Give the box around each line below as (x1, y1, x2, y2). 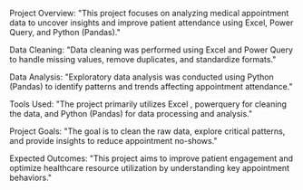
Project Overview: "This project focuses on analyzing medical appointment (9, 8, 289, 18)
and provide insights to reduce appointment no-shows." (9, 136, 218, 146)
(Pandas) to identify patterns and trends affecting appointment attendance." (9, 81, 293, 91)
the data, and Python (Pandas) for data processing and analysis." (9, 109, 252, 119)
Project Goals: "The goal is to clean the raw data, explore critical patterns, (9, 126, 286, 137)
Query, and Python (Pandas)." (9, 27, 121, 37)
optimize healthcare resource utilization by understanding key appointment (9, 163, 290, 173)
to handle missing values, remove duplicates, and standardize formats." (9, 54, 277, 64)
